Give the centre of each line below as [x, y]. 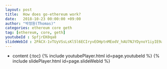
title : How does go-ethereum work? [43, 14]
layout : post [19, 10]
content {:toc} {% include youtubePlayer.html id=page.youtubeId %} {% [86, 56]
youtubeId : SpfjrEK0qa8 [31, 37]
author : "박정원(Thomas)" [30, 23]
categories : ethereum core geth [39, 28]
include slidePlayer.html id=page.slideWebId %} [61, 61]
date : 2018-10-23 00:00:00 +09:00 [43, 19]
